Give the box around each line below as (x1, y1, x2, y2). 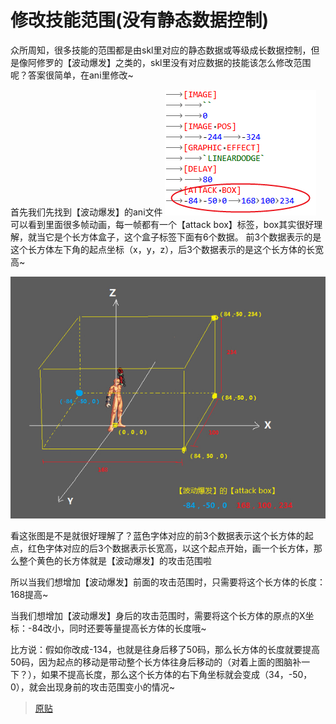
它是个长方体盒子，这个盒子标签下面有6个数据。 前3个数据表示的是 (44, 231, 322, 243)
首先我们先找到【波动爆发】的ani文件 (10, 206, 163, 218)
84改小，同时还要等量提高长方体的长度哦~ (31, 622, 207, 635)
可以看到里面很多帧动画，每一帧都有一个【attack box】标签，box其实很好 (10, 218, 315, 230)
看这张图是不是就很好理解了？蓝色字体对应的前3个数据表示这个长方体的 (10, 530, 305, 542)
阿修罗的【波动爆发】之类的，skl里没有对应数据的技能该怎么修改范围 (27, 56, 312, 68)
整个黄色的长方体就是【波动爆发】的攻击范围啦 (18, 555, 212, 567)
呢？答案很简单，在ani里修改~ (10, 69, 134, 81)
